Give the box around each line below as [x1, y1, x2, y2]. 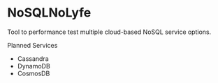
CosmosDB [17, 69, 50, 77]
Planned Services [7, 41, 58, 49]
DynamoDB [17, 62, 50, 70]
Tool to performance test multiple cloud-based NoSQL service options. [7, 28, 212, 36]
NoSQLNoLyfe [7, 5, 92, 21]
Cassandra [17, 54, 49, 63]
